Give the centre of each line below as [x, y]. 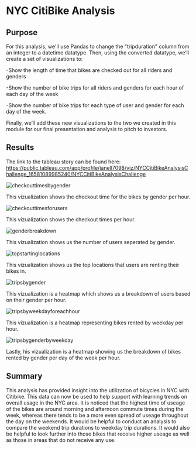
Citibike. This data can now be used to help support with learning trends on [97, 396]
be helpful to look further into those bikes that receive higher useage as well [98, 434]
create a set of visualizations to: [44, 59]
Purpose [22, 32]
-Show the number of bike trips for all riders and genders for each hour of [95, 88]
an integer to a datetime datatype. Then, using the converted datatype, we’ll [97, 53]
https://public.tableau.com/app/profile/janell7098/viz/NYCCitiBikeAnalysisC [97, 167]
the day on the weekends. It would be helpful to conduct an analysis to [91, 421]
